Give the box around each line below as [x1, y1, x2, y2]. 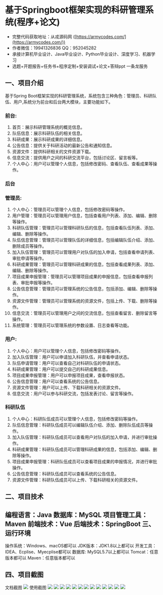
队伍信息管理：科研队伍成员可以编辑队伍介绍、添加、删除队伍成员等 [12, 422, 149, 428]
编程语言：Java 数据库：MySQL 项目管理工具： [5, 511, 148, 519]
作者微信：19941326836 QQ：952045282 [12, 45, 96, 51]
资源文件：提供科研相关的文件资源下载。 [12, 149, 93, 155]
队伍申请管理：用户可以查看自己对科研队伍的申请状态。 [12, 360, 123, 366]
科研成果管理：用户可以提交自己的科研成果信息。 [12, 366, 110, 372]
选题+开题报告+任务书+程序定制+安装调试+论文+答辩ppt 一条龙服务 [12, 63, 148, 69]
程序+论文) [17, 17, 60, 28]
